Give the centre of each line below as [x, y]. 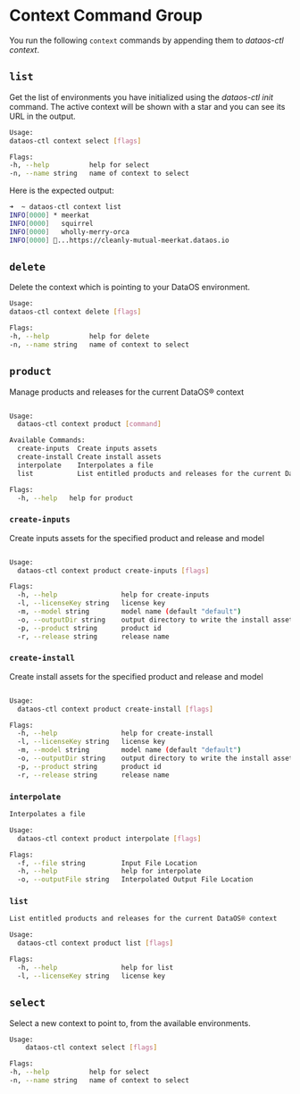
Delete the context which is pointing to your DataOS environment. [130, 288]
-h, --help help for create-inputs [113, 595]
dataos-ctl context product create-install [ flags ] [116, 709]
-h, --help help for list [96, 967]
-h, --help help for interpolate [109, 872]
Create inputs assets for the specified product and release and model [137, 538]
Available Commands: [48, 440]
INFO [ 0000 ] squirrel [51, 223]
